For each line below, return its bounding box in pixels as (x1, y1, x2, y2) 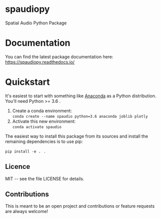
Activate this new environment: (12, 118, 76, 124)
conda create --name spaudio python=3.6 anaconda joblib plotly (12, 114, 148, 119)
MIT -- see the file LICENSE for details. (5, 175, 84, 182)
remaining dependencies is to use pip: (5, 138, 83, 145)
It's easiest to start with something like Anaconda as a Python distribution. (5, 93, 157, 99)
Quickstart (5, 76, 51, 88)
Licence (5, 162, 31, 171)
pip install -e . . (5, 148, 46, 154)
